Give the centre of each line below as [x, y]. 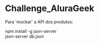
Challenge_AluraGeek [50, 8]
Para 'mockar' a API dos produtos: [39, 22]
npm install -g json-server [31, 31]
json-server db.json [25, 36]
